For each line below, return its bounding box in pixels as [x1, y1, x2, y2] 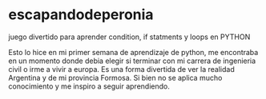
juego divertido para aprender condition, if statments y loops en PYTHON [8, 32, 251, 42]
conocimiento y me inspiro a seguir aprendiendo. [8, 81, 170, 91]
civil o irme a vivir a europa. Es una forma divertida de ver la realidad [8, 64, 235, 73]
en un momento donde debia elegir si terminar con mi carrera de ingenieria [8, 56, 256, 65]
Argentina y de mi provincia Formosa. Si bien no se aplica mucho [8, 73, 223, 82]
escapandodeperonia [8, 6, 154, 24]
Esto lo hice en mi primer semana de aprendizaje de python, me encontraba [8, 47, 259, 57]
